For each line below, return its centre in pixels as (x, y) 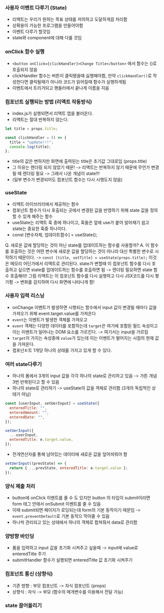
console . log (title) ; (30, 147)
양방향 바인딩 (20, 536)
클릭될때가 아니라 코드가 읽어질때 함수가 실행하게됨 (78, 81)
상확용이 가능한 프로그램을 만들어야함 (47, 26)
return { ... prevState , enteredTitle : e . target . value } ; (69, 468)
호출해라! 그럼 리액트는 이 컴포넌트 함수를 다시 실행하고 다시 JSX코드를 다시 (82, 276)
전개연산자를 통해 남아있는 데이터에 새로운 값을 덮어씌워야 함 (70, 454)
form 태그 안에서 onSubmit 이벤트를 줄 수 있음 (57, 504)
